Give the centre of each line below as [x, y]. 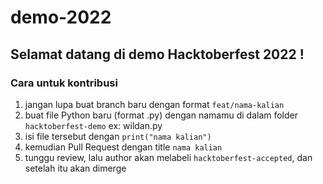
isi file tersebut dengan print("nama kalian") [118, 136]
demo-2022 [61, 17]
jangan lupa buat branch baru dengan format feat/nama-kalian [154, 104]
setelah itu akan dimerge [75, 168]
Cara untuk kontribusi [64, 83]
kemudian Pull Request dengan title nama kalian [123, 147]
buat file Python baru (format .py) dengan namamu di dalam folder [161, 115]
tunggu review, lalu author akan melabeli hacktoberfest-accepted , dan [168, 157]
